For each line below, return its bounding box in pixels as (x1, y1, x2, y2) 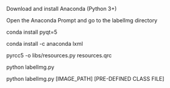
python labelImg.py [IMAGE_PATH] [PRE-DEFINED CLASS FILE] (6, 75, 165, 82)
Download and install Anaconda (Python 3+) (6, 5, 117, 12)
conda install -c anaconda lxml (6, 40, 83, 47)
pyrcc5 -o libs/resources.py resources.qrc (6, 52, 112, 59)
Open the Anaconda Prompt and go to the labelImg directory (6, 17, 158, 24)
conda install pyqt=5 (6, 28, 58, 36)
